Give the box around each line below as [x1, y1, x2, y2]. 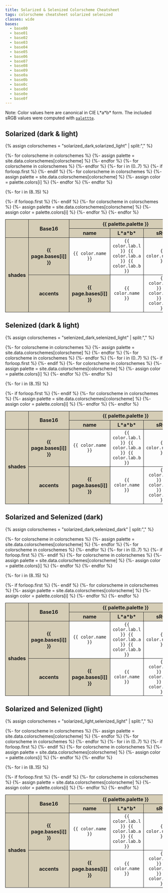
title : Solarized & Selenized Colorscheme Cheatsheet [5, 7, 120, 13]
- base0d [9, 86, 28, 92]
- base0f [9, 96, 28, 101]
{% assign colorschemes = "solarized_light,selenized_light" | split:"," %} [5, 718, 153, 724]
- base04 [9, 45, 28, 50]
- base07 [9, 59, 28, 64]
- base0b [9, 77, 28, 82]
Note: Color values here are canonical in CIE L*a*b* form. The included [5, 110, 151, 116]
